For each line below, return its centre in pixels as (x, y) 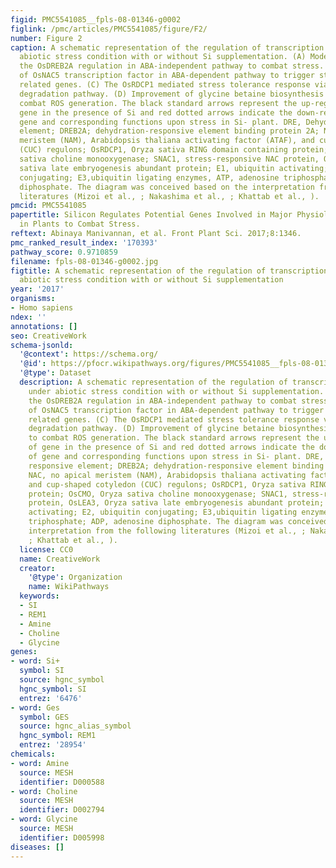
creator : (37, 568)
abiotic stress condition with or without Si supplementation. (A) (163, 57)
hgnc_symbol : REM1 (58, 736)
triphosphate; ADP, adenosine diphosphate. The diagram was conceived (178, 522)
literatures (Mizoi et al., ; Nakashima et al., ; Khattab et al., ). (169, 196)
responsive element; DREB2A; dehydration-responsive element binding (176, 466)
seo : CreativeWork (48, 336)
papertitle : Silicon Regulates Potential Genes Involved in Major (151, 215)
